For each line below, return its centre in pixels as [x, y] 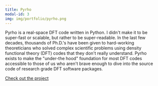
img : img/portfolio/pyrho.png [36, 19]
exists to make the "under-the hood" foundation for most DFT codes [74, 59]
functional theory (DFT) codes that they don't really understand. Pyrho [76, 53]
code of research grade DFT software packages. [54, 69]
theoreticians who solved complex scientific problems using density [73, 48]
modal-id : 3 [17, 14]
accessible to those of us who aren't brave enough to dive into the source [79, 64]
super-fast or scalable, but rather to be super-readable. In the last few [75, 38]
